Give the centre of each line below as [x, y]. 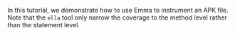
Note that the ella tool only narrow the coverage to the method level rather [117, 17]
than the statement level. [44, 25]
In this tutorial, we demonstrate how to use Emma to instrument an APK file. [118, 10]
